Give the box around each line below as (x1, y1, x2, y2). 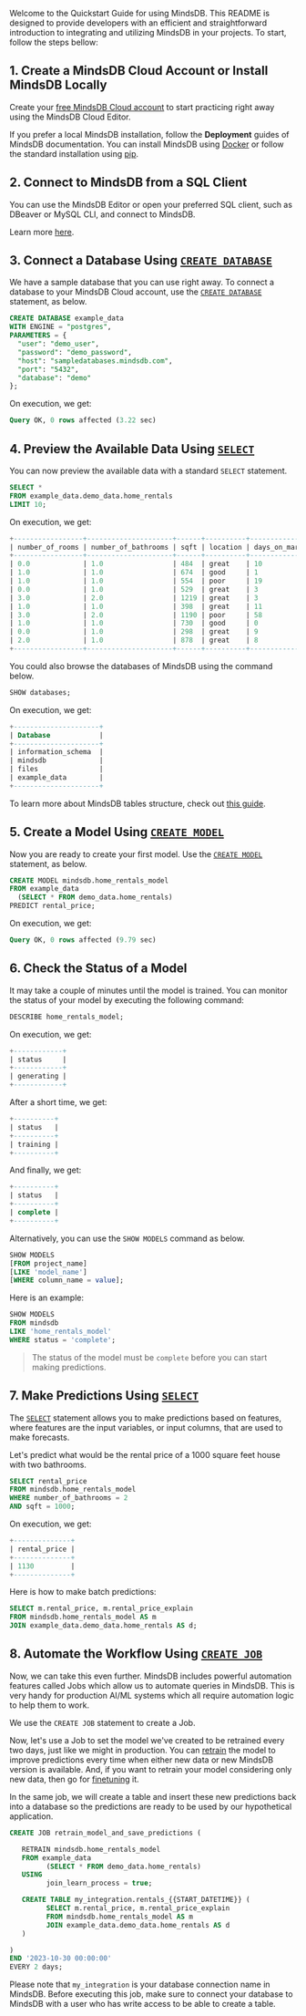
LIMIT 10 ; (9, 500, 47, 509)
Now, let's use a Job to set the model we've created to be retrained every (9, 1734, 285, 1745)
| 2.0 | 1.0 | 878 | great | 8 (9, 636, 259, 646)
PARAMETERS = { (9, 331, 67, 340)
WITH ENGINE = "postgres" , (9, 323, 112, 332)
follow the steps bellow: (9, 36, 98, 47)
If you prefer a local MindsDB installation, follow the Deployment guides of (9, 129, 290, 140)
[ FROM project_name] (9, 1258, 88, 1268)
